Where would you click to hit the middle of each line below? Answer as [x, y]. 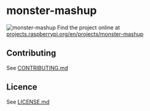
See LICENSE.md [28, 102]
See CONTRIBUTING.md [37, 68]
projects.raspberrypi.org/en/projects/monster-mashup [75, 34]
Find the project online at [89, 27]
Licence [22, 87]
